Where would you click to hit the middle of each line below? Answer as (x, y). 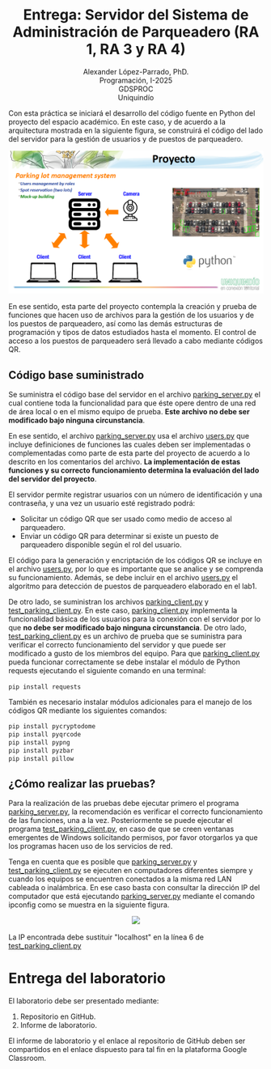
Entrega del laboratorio (87, 979)
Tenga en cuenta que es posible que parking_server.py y (103, 862)
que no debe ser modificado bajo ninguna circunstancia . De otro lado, (127, 628)
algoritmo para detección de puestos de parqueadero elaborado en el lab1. (133, 586)
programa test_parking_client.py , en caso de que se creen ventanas (121, 829)
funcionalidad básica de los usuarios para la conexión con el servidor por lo (135, 619)
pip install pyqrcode (45, 735)
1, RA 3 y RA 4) (136, 49)
